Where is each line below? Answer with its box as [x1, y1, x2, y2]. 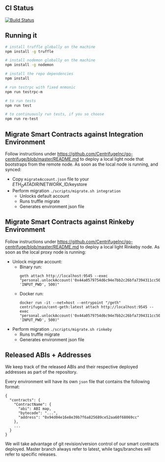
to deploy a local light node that [80, 156, 144, 162]
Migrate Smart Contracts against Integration [5, 130, 143, 139]
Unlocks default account [19, 193, 70, 199]
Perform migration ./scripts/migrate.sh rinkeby [12, 326, 112, 332]
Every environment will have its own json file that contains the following [5, 379, 150, 385]
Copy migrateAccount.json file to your [12, 176, 89, 182]
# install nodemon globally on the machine [5, 58, 96, 63]
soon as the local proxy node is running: [5, 249, 86, 255]
